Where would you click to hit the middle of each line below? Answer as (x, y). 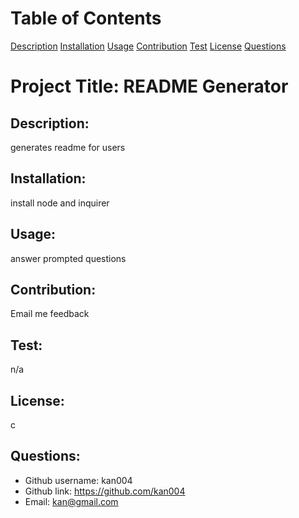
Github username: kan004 (78, 480)
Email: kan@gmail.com (71, 501)
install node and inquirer (60, 203)
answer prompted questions (68, 258)
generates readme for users (68, 147)
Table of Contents (86, 18)
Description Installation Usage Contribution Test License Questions (148, 46)
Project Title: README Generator (149, 86)
